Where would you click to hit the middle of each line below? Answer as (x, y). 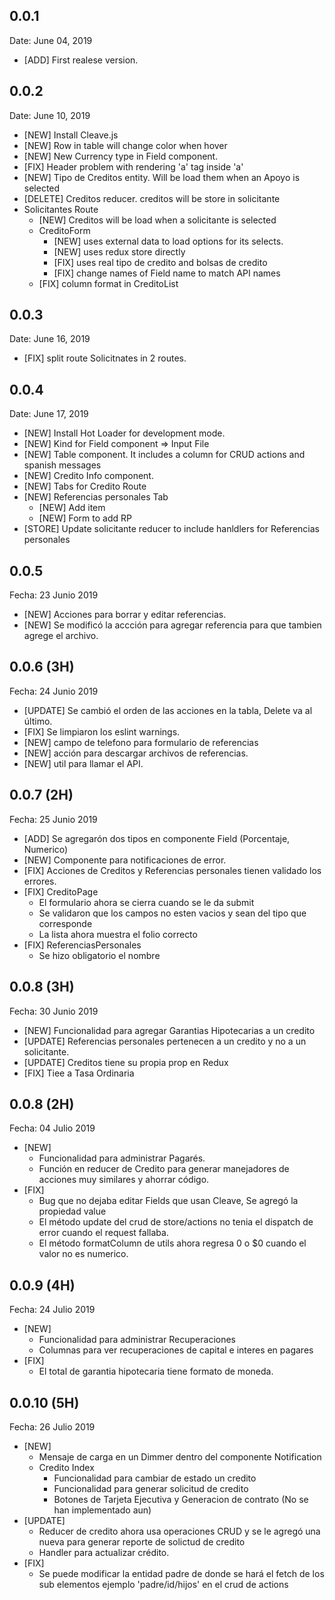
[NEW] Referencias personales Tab (96, 497)
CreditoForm (64, 230)
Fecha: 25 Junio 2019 (53, 819)
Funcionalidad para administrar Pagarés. (122, 1158)
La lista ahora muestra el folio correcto (118, 934)
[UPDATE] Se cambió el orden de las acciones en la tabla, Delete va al (168, 710)
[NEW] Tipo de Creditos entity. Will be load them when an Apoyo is (162, 177)
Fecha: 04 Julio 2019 (52, 1128)
